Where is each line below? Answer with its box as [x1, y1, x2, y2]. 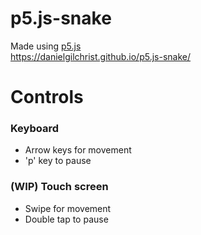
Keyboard [10, 122, 60, 136]
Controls [10, 86, 84, 109]
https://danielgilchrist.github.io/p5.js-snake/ [10, 50, 192, 62]
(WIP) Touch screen [10, 180, 109, 194]
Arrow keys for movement [24, 144, 132, 156]
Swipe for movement [24, 202, 112, 214]
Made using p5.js [10, 40, 82, 52]
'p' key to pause [24, 155, 92, 167]
